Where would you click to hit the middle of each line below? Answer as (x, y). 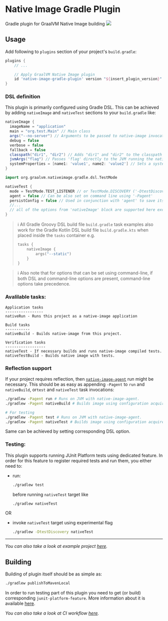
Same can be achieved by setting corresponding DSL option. (68, 431)
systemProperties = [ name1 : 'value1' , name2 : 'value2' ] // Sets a (80, 164)
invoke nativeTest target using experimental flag (62, 523)
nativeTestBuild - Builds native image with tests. (60, 356)
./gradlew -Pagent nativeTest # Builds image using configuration (76, 422)
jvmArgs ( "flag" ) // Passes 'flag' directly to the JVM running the (81, 159)
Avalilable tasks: (26, 297)
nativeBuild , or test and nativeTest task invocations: (60, 390)
